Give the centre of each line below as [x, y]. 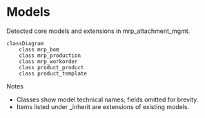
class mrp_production [50, 56]
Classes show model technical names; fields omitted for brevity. [107, 99]
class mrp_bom [39, 49]
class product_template [53, 73]
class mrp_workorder [48, 61]
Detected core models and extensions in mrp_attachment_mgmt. [98, 31]
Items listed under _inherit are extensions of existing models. [103, 106]
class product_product [51, 67]
